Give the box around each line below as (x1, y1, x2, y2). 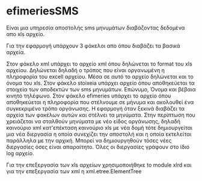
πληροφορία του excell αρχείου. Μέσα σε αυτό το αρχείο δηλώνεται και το (6, 73, 194, 80)
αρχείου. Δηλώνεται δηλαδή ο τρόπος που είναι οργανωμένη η (6, 66, 165, 73)
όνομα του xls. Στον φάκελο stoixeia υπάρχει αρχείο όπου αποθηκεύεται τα (6, 79, 195, 87)
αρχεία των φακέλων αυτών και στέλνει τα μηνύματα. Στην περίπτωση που (6, 111, 195, 118)
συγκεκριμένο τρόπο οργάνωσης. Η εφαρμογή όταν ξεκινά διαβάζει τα (6, 105, 185, 112)
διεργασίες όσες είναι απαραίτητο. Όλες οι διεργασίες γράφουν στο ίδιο (6, 143, 190, 150)
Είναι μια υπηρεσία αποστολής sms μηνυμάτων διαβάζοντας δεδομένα (6, 24, 185, 31)
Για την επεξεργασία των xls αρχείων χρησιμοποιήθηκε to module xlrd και (6, 161, 192, 168)
